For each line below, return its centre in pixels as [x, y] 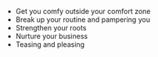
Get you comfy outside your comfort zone [83, 11]
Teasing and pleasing [50, 45]
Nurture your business [52, 36]
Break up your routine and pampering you [83, 20]
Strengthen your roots [51, 28]
